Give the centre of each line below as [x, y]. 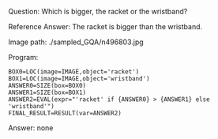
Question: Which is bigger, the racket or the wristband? [98, 11]
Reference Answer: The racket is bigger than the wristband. [105, 26]
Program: [23, 57]
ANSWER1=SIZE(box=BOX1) [47, 92]
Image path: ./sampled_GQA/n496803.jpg [76, 42]
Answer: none [31, 128]
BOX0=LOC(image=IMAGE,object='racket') [74, 72]
